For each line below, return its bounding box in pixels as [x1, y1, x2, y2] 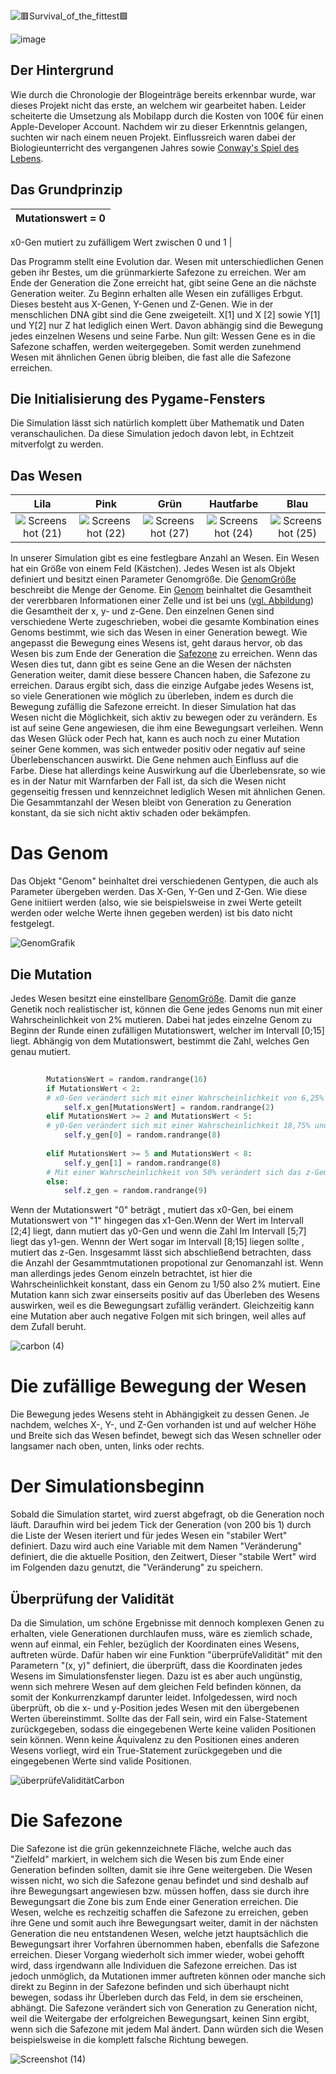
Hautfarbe [208, 497, 259, 511]
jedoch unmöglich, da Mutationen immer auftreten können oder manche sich [10, 1970, 326, 1982]
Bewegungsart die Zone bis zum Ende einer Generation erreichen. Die [10, 1895, 299, 1907]
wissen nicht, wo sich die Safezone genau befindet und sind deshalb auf [10, 1874, 309, 1886]
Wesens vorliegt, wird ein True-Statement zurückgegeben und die [10, 1744, 283, 1756]
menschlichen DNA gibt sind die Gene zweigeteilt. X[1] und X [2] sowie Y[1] [10, 308, 321, 320]
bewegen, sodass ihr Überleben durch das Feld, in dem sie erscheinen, [10, 1991, 304, 2003]
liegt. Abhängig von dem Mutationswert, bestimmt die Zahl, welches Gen [10, 1035, 310, 1047]
